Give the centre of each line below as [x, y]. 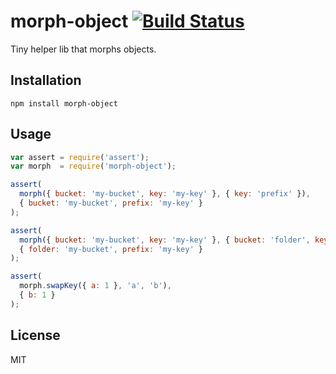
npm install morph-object [64, 103]
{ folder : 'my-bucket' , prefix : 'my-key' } [111, 249]
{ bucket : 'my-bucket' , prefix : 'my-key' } [111, 203]
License [35, 335]
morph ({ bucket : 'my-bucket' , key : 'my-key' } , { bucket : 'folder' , [165, 240]
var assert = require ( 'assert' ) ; [80, 157]
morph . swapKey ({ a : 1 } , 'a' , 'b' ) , [95, 286]
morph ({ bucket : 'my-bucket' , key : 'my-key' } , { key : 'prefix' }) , [165, 194]
